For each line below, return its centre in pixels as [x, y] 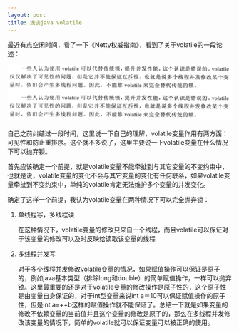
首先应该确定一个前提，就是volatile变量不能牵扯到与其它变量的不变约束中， [118, 166]
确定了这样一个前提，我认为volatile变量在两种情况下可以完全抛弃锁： [108, 199]
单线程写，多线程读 [46, 215]
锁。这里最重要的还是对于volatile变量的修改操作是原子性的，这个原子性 [122, 287]
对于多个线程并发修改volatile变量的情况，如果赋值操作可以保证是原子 [119, 269]
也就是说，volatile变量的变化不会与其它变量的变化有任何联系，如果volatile [116, 175]
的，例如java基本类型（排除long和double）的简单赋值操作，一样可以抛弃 [124, 277]
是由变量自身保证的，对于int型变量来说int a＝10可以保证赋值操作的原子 [122, 295]
